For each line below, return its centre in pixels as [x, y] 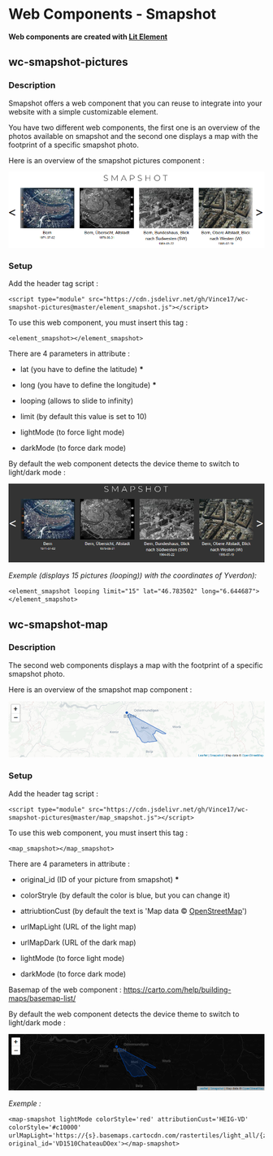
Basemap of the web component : [65, 989]
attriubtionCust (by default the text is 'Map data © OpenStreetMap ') [134, 911]
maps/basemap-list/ [42, 998]
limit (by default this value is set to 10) [84, 417]
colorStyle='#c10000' [45, 1127]
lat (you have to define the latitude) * [82, 370]
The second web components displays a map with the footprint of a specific [136, 665]
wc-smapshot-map [58, 624]
